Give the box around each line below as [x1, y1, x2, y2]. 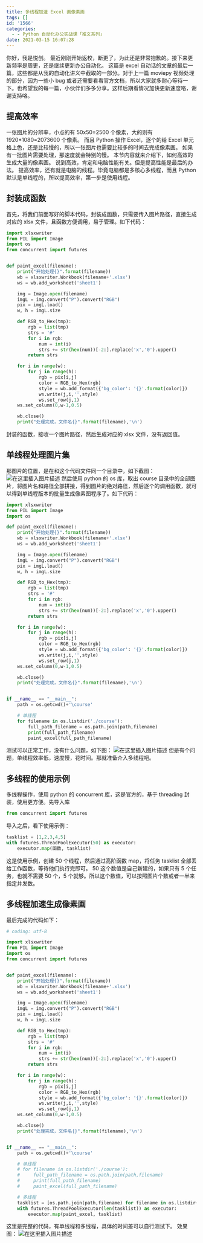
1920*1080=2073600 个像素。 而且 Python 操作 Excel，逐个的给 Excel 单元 [6, 136, 195, 143]
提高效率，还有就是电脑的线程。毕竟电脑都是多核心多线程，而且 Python [18, 166, 196, 173]
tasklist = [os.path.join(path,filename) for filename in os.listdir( [17, 1200, 199, 1206]
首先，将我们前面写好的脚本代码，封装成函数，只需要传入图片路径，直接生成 [6, 210, 197, 217]
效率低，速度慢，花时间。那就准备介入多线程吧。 [32, 754, 155, 762]
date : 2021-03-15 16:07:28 [6, 37, 74, 43]
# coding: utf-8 [6, 928, 47, 934]
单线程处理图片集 [6, 450, 70, 460]
